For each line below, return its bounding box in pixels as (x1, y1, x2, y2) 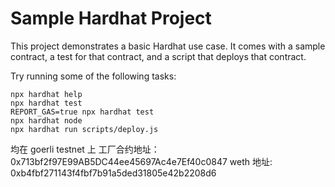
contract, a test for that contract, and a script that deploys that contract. (10, 50, 307, 62)
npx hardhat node (10, 115, 83, 126)
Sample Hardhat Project (10, 7, 212, 30)
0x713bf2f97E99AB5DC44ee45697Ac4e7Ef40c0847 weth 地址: (10, 155, 273, 167)
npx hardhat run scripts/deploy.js (10, 124, 159, 134)
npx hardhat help (10, 89, 83, 99)
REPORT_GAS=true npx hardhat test (10, 107, 155, 117)
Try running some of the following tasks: (10, 70, 177, 82)
